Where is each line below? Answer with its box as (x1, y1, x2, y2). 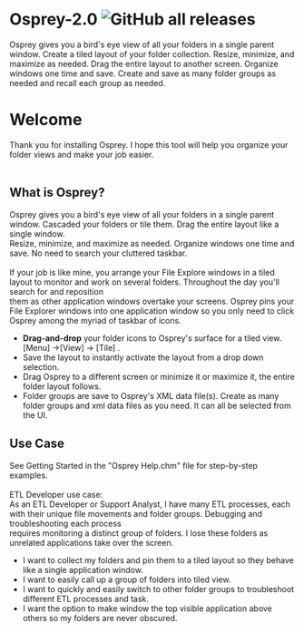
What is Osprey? (9, 185, 105, 200)
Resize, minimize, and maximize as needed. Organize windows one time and (9, 238, 295, 248)
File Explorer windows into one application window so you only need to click (9, 305, 295, 316)
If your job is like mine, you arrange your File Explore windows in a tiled (9, 267, 275, 277)
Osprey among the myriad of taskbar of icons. (9, 315, 181, 326)
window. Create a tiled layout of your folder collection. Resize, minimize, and (9, 48, 295, 59)
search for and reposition (9, 286, 104, 297)
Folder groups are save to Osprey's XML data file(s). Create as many (22, 390, 279, 401)
